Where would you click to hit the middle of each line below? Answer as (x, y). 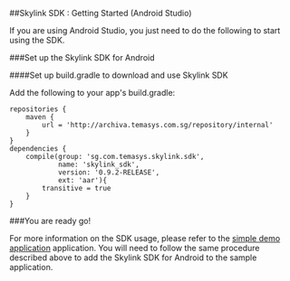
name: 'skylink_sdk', (99, 164)
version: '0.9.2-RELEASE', (109, 173)
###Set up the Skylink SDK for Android (82, 57)
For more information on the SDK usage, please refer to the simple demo (145, 238)
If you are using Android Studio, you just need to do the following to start (145, 30)
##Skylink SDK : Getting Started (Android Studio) (101, 13)
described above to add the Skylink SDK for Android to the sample (133, 258)
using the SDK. (37, 40)
